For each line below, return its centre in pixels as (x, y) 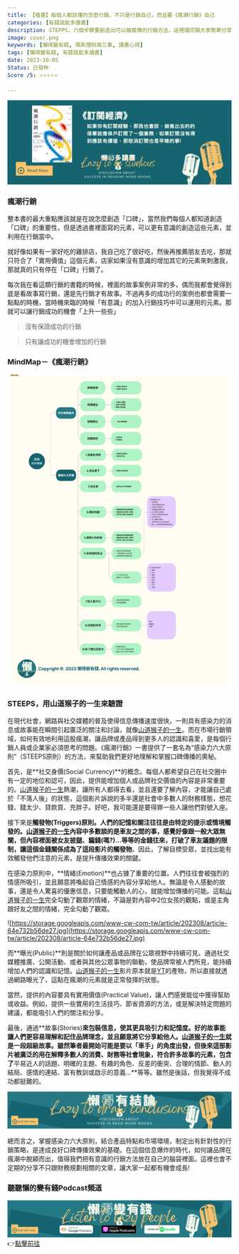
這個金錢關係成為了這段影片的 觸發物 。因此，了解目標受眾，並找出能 (126, 849)
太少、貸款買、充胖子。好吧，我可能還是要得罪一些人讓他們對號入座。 (129, 807)
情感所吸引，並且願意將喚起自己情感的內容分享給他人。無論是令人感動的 (113, 882)
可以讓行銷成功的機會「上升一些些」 (66, 311)
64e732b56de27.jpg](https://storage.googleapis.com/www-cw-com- (109, 930)
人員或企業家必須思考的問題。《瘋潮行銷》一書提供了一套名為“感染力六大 (119, 747)
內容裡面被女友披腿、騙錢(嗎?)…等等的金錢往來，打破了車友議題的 (124, 840)
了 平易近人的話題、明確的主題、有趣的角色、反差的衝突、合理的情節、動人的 (119, 1063)
